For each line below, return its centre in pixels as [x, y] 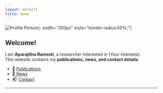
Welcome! [21, 43]
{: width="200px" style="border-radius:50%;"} [85, 27]
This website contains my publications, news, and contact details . [72, 60]
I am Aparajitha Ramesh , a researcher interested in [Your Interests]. [73, 54]
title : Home [17, 14]
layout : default [21, 9]
